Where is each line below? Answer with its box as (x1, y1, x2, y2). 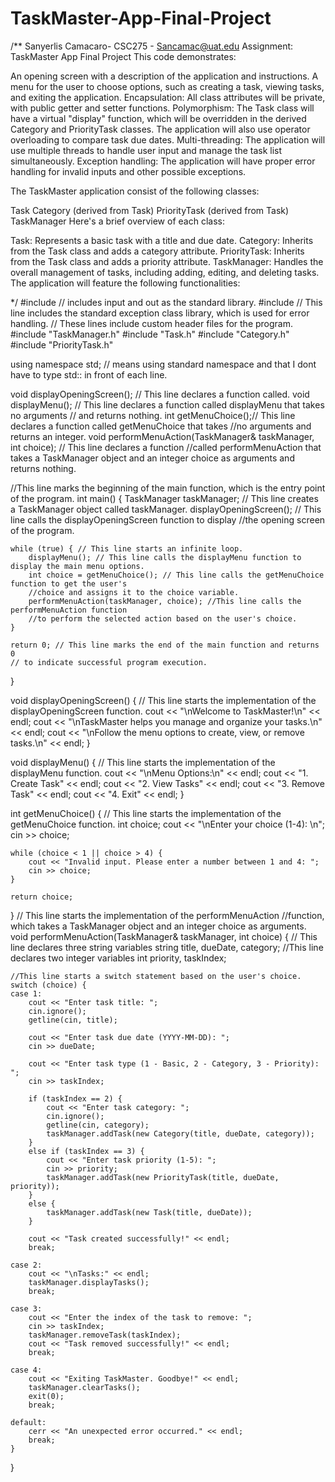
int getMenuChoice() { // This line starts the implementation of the (10, 807, 282, 819)
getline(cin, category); (46, 1120, 150, 1130)
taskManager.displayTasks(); (28, 1277, 150, 1287)
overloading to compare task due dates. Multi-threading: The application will (10, 133, 326, 146)
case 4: (10, 1365, 43, 1375)
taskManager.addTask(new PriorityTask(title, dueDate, (46, 1172, 280, 1182)
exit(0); (28, 1391, 65, 1401)
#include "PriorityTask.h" (10, 338, 114, 351)
